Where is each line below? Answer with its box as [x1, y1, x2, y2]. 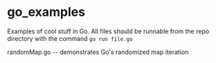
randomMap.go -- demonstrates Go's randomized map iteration [7, 48, 189, 56]
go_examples [7, 4, 85, 20]
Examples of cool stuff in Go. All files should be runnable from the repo [7, 27, 210, 35]
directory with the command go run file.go [7, 34, 133, 42]
